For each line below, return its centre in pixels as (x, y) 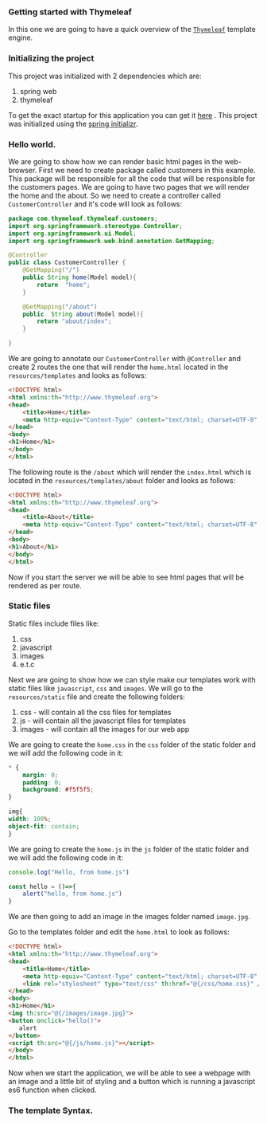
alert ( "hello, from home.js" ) (73, 894)
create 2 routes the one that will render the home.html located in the (118, 367)
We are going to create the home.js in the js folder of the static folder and (128, 849)
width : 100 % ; (30, 819)
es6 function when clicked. (52, 1090)
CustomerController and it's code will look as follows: (95, 204)
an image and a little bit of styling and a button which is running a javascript (132, 1082)
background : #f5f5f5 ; (58, 790)
